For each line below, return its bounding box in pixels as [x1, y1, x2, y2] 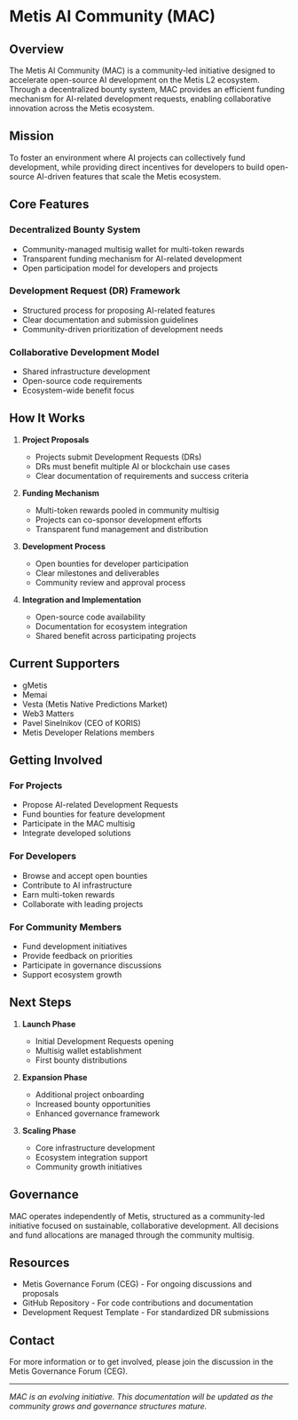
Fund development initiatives [21, 941, 128, 952]
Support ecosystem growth [21, 969, 122, 979]
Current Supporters [9, 656, 121, 672]
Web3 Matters [21, 708, 74, 719]
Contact [9, 1333, 55, 1348]
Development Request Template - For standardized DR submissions [21, 1307, 270, 1318]
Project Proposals [21, 434, 90, 445]
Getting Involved [9, 753, 103, 768]
